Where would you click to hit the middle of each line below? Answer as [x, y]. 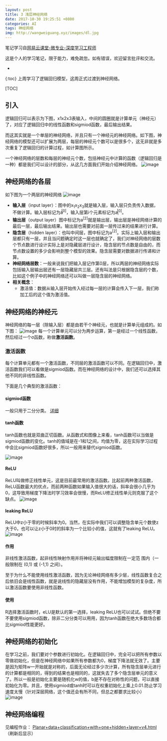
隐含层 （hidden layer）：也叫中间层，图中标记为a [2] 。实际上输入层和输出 [86, 232]
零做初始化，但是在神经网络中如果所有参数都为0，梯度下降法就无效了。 [78, 661]
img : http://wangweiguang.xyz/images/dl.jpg [52, 33]
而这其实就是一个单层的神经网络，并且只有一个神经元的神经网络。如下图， [81, 135]
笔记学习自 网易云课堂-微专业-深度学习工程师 [51, 48]
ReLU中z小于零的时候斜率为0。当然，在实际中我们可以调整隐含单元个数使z [82, 522]
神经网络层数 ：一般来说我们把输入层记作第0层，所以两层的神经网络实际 [85, 263]
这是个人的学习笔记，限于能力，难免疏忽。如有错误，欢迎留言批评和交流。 [81, 58]
